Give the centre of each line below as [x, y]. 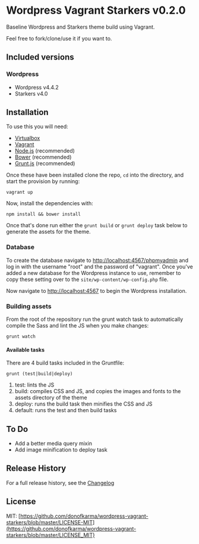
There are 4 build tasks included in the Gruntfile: [65, 363]
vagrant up [20, 192]
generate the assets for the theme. [48, 232]
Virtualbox [27, 138]
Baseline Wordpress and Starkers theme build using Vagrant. [80, 27]
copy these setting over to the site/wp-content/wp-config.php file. [87, 279]
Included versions [40, 57]
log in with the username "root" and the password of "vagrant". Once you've [99, 267]
